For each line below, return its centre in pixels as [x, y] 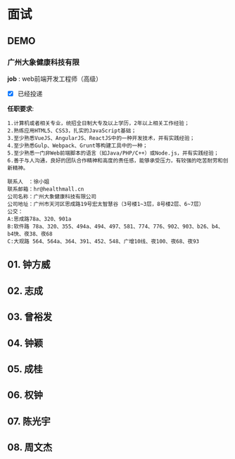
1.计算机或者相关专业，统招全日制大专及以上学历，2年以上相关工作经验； [99, 123]
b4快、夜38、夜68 [30, 234]
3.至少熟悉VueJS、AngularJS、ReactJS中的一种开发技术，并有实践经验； [101, 138]
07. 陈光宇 [29, 421]
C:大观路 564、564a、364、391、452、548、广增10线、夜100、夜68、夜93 [103, 241]
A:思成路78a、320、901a [39, 219]
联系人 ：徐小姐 [28, 181]
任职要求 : [21, 108]
